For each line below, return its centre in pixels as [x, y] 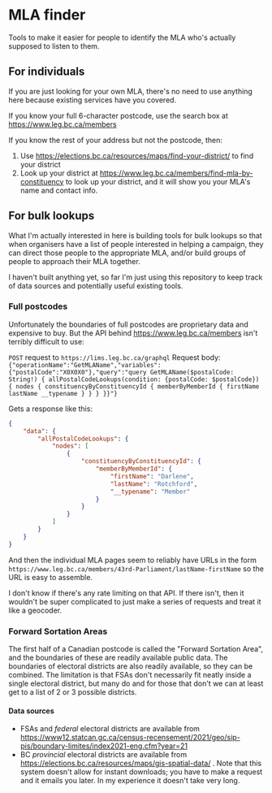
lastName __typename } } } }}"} [63, 393]
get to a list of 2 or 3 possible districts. [73, 692]
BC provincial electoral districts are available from [104, 755]
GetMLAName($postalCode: [192, 372]
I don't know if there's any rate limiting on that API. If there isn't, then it [127, 593]
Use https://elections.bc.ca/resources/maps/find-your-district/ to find [137, 155]
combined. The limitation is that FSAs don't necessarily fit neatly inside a [130, 675]
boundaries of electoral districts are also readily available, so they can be [131, 666]
